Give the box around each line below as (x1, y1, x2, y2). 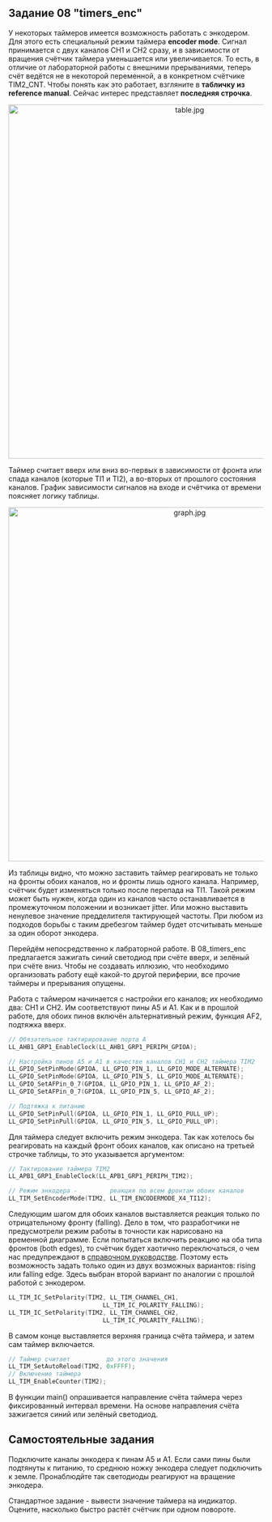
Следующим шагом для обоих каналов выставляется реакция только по (8, 1210, 261, 1219)
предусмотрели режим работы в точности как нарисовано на (8, 1227, 223, 1236)
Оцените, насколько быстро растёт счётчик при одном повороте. (8, 1504, 236, 1514)
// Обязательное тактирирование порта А (8, 1035, 147, 1044)
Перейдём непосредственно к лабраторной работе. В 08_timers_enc (8, 943, 247, 954)
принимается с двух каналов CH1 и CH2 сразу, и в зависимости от (8, 45, 240, 55)
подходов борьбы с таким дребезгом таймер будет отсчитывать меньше (8, 919, 263, 929)
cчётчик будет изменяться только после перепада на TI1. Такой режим (8, 885, 256, 895)
